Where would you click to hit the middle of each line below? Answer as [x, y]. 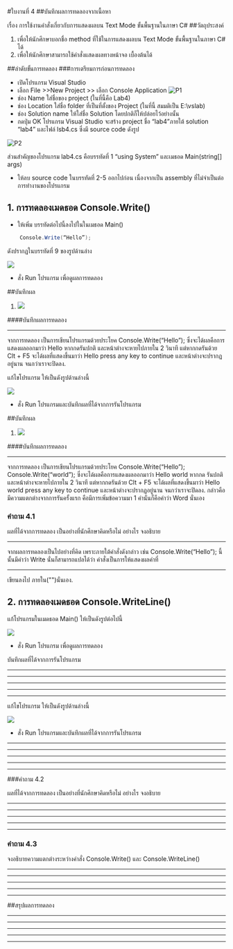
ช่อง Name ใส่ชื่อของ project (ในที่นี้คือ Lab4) [74, 98]
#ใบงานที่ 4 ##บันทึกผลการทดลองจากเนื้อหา [59, 11]
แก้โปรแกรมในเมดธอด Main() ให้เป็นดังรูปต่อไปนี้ [65, 618]
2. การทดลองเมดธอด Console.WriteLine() [89, 602]
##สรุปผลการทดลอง [31, 905]
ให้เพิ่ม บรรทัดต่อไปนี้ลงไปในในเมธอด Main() [70, 224]
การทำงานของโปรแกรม [43, 185]
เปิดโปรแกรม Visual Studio [52, 82]
